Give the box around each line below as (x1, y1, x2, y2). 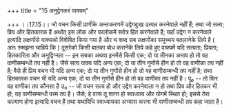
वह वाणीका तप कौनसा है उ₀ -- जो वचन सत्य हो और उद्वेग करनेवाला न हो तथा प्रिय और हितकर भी (7, 82, 217, 90)
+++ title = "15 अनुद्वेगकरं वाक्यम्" (7, 7, 89, 14)
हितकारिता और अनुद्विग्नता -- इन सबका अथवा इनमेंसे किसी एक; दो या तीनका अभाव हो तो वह (7, 52, 208, 59)
